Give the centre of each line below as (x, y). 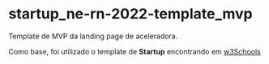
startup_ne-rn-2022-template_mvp (130, 14)
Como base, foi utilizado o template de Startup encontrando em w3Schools (134, 51)
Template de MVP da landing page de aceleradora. (93, 36)
